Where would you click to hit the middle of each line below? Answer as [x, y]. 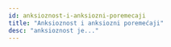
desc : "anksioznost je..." [54, 30]
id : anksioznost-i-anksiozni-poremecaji [77, 16]
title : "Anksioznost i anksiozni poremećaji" [86, 23]
